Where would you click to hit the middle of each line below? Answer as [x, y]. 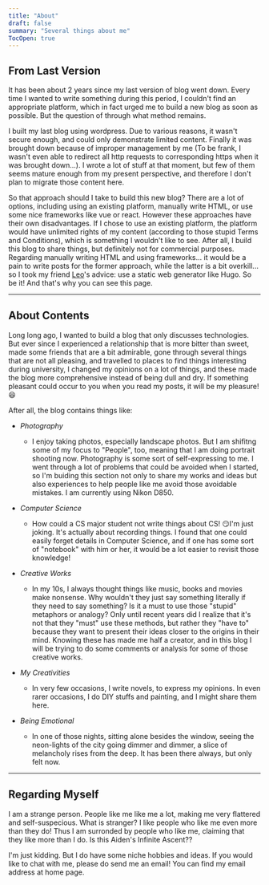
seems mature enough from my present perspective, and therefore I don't [130, 174]
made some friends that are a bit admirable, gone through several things [127, 352]
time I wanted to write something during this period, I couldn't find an [122, 99]
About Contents [49, 316]
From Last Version [55, 70]
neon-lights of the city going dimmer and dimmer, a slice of [130, 745]
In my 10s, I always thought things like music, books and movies [137, 589]
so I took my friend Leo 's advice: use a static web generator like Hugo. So [130, 274]
